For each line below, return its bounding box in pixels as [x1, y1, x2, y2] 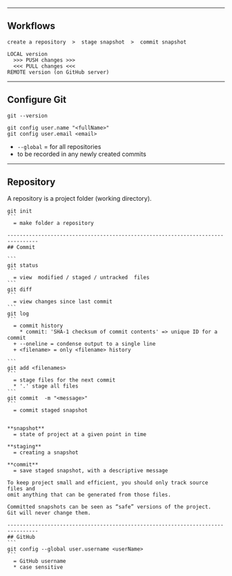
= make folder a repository [13, 220, 95, 227]
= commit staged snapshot [13, 407, 88, 414]
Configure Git [7, 94, 67, 106]
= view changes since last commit [13, 298, 113, 306]
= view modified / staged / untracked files [13, 274, 150, 281]
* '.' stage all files [13, 383, 79, 390]
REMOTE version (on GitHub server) [7, 68, 110, 76]
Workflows [7, 20, 55, 32]
